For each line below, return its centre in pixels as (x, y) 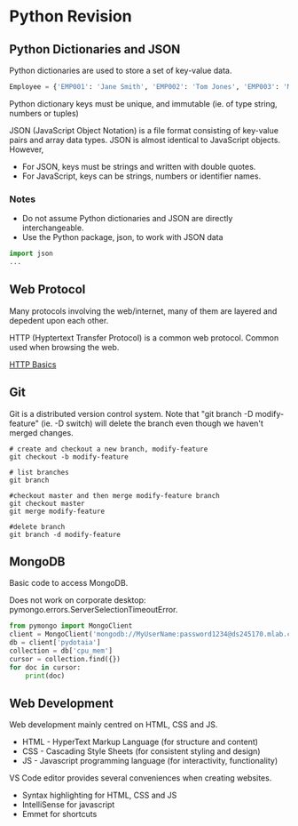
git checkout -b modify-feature (69, 457)
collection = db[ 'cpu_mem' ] (61, 651)
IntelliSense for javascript (68, 805)
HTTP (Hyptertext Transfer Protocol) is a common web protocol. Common (144, 337)
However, (27, 149)
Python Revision (71, 16)
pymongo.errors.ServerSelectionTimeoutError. (94, 610)
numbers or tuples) (44, 113)
